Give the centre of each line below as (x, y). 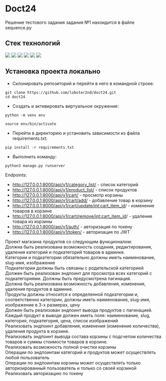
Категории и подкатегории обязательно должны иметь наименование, (80, 257)
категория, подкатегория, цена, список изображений (61, 320)
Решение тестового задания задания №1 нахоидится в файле (70, 22)
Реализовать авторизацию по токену (44, 373)
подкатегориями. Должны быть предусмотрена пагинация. (68, 278)
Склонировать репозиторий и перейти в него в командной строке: (83, 83)
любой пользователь (27, 357)
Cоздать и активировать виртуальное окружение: (65, 106)
